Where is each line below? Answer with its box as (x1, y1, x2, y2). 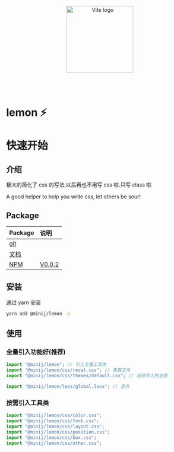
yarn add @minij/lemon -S (6, 311, 70, 317)
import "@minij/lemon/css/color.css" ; (6, 413, 102, 419)
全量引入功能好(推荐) (6, 348, 66, 356)
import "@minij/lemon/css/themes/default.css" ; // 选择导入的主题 (6, 373, 168, 379)
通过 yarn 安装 (6, 299, 42, 306)
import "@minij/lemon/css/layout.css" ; (6, 423, 105, 429)
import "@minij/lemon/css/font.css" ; (6, 418, 100, 424)
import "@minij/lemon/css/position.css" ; (6, 429, 110, 435)
